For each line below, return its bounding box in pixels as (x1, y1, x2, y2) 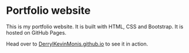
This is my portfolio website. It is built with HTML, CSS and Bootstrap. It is (6, 23, 184, 30)
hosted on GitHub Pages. (6, 29, 67, 36)
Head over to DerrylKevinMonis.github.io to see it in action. (6, 40, 148, 47)
